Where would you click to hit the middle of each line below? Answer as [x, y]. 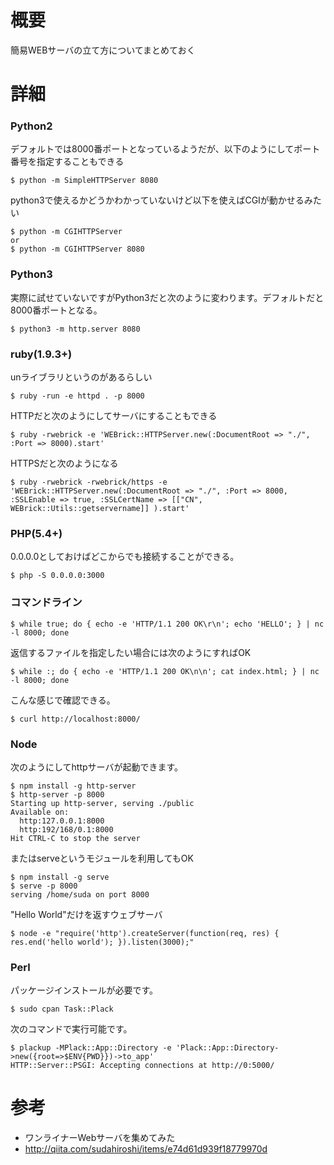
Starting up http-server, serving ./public [102, 803]
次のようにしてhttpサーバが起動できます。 [97, 767]
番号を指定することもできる [67, 162]
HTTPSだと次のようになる [64, 463]
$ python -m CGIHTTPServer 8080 [77, 249]
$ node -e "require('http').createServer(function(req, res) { [145, 933]
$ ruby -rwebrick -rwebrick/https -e [89, 482]
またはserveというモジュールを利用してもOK [102, 858]
